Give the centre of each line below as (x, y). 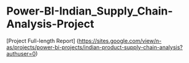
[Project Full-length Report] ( (43, 41)
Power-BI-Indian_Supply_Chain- (90, 11)
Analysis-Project (50, 24)
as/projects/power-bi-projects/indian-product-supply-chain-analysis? (94, 47)
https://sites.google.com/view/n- (120, 41)
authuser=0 (21, 53)
